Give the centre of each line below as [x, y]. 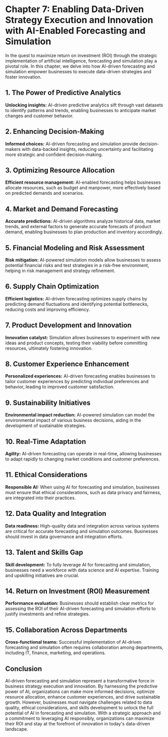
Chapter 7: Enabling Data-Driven [75, 9]
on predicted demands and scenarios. [45, 193]
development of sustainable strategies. [46, 426]
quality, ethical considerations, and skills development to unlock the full [79, 707]
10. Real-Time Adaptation [46, 441]
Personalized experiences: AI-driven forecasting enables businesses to [80, 376]
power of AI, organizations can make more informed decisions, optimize [80, 691]
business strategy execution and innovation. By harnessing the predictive [81, 686]
